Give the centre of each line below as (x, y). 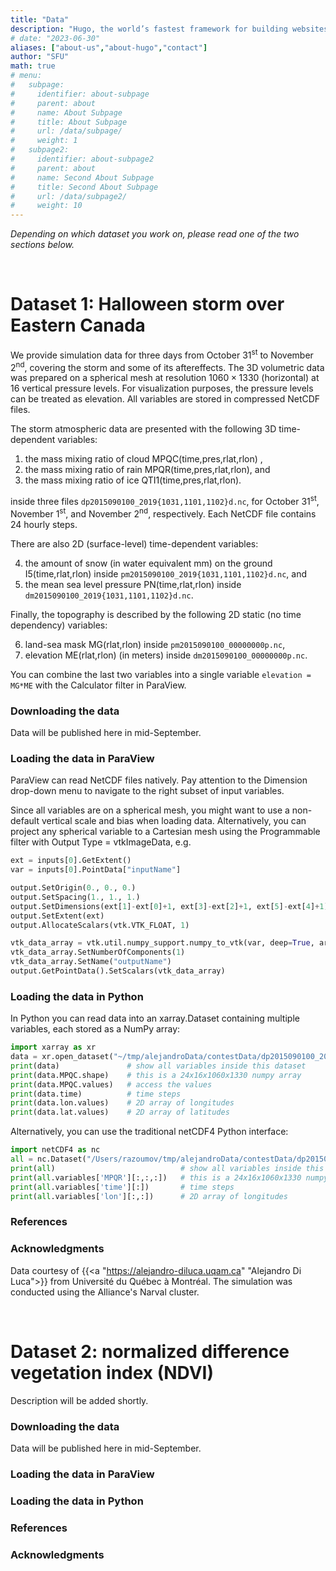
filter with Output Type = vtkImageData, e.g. (101, 842)
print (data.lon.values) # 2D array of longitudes (122, 1103)
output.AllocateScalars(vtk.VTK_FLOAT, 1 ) (100, 925)
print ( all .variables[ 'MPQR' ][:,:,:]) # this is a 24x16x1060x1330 (156, 1177)
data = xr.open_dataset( (62, 1057)
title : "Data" (40, 19)
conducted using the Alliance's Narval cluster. (105, 1292)
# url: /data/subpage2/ (69, 196)
